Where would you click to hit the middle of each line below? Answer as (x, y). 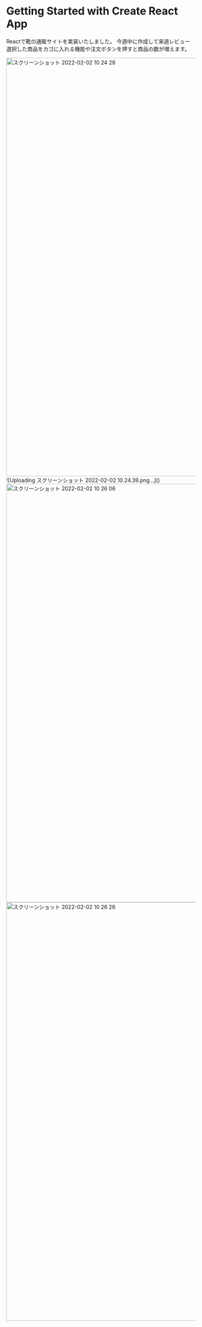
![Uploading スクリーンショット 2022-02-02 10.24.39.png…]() (83, 480)
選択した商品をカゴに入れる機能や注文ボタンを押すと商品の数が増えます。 (98, 49)
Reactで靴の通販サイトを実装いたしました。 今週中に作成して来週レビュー (98, 41)
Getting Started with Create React (92, 11)
